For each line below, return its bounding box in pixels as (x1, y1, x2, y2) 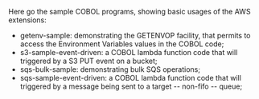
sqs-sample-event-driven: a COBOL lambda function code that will (19, 73, 241, 82)
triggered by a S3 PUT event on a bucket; (19, 56, 158, 65)
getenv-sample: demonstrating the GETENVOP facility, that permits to (19, 31, 251, 40)
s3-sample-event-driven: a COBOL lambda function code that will (19, 48, 238, 57)
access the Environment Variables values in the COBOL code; (19, 39, 224, 49)
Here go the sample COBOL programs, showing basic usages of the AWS (8, 7, 251, 16)
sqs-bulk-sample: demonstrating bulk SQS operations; (19, 65, 201, 74)
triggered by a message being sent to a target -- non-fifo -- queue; (19, 81, 243, 91)
